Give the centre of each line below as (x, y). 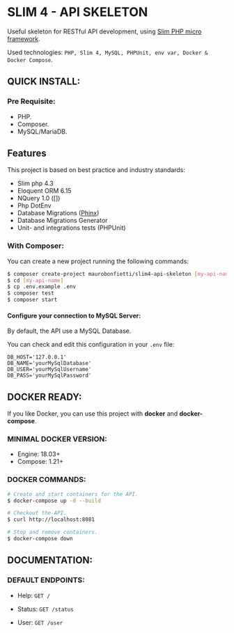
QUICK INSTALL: (44, 82)
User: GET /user (40, 622)
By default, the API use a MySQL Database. (69, 331)
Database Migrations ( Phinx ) (58, 213)
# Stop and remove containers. (53, 532)
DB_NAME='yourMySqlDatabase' (49, 364)
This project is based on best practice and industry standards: (96, 170)
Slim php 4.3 (35, 183)
